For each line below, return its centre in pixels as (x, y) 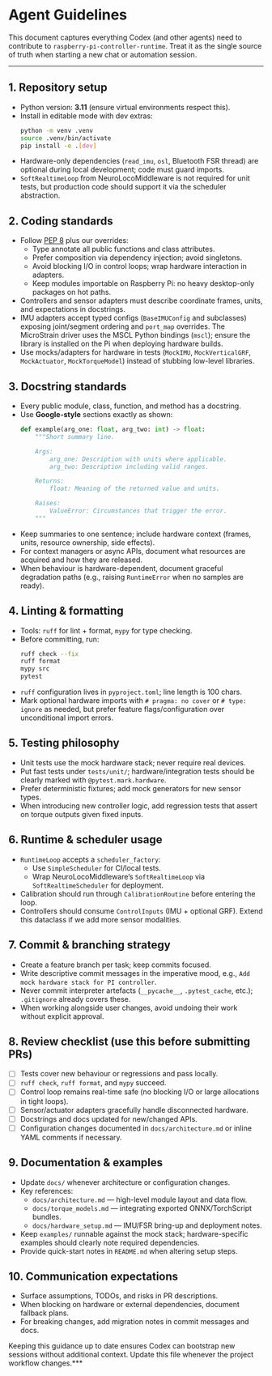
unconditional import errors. (67, 718)
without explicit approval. (62, 1016)
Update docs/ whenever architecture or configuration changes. (125, 1182)
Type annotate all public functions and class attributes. (123, 249)
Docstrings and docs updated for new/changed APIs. (109, 1118)
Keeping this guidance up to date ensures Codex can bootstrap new (122, 1346)
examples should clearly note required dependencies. (110, 1242)
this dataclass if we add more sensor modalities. (101, 919)
